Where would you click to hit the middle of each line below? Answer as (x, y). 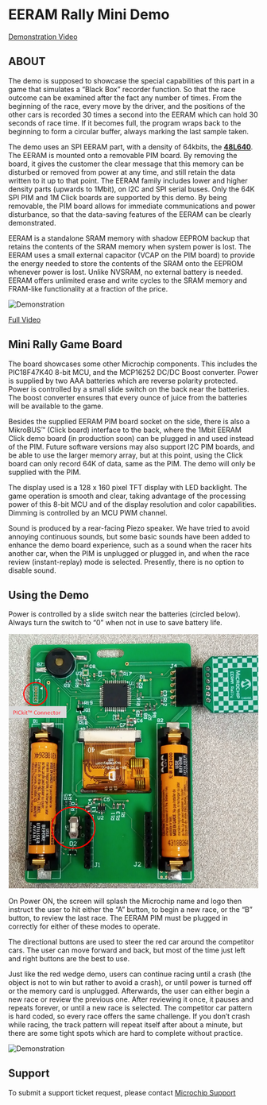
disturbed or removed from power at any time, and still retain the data (122, 172)
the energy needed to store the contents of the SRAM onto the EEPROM (126, 263)
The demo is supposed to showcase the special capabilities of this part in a (132, 80)
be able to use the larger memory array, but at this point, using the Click (126, 455)
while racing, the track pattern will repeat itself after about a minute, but (126, 1024)
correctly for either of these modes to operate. (84, 926)
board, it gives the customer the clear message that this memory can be (126, 164)
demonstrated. (32, 222)
